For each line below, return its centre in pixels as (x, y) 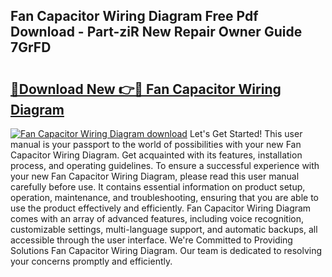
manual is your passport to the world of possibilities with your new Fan (156, 144)
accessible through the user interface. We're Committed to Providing (151, 240)
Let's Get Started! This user (246, 133)
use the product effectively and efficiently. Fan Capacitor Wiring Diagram (161, 208)
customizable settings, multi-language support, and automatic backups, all (164, 229)
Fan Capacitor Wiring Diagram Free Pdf (134, 16)
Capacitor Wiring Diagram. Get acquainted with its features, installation (156, 155)
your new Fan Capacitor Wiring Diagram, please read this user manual (155, 176)
